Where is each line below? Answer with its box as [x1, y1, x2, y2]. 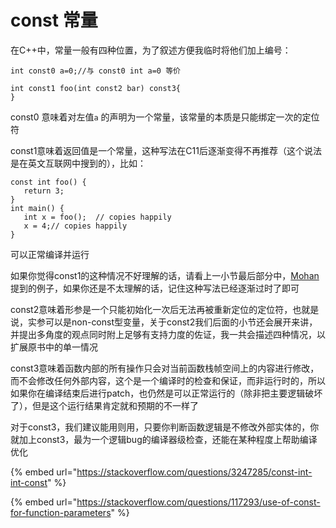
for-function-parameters [10, 506, 112, 518]
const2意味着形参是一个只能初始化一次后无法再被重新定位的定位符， [10, 303, 293, 315]
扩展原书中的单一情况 [10, 341, 98, 353]
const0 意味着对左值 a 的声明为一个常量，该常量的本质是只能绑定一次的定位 [10, 111, 320, 123]
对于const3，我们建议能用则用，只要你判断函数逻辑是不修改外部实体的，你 [10, 421, 320, 433]
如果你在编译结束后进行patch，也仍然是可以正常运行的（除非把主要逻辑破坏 [10, 387, 323, 399]
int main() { [10, 203, 65, 213]
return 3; [23, 186, 65, 196]
